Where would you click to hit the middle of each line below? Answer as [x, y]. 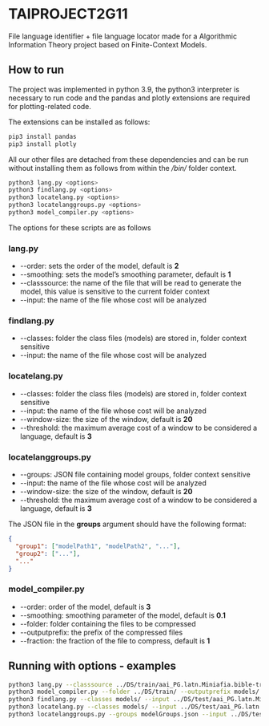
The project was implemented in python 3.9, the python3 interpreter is [124, 89]
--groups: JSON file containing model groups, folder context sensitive [135, 475]
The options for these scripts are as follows [80, 227]
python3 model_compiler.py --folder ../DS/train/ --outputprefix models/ [134, 692]
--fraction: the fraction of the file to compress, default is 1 [115, 641]
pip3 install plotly [43, 144]
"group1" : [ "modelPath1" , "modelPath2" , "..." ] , [98, 546]
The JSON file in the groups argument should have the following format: [127, 524]
